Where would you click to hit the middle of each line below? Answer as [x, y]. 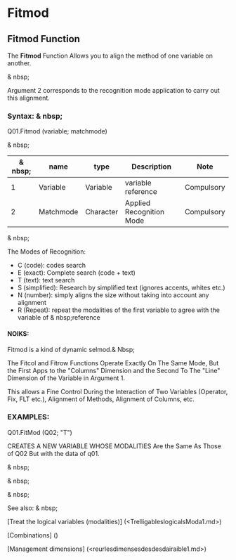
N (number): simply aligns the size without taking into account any [113, 295]
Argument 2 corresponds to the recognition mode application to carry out [113, 90]
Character [102, 212]
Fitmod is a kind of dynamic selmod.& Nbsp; [71, 349]
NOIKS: [18, 333]
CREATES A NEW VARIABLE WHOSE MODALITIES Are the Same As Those [114, 446]
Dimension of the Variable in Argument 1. [66, 378]
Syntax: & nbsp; [35, 116]
